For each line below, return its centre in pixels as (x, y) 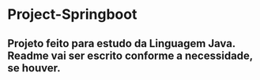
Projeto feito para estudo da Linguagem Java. (122, 44)
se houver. (34, 68)
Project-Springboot (72, 15)
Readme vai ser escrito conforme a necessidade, (130, 55)
